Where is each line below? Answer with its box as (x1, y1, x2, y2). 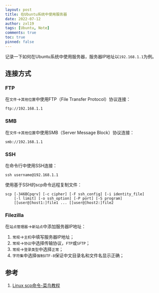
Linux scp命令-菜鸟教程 (12, 283, 60, 289)
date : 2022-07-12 (5, 16, 41, 21)
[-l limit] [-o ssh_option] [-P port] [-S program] (14, 196, 122, 201)
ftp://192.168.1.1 (5, 106, 43, 111)
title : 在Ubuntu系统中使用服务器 (5, 12, 68, 17)
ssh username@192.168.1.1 (5, 172, 58, 178)
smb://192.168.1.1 (5, 139, 43, 144)
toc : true (5, 35, 26, 40)
